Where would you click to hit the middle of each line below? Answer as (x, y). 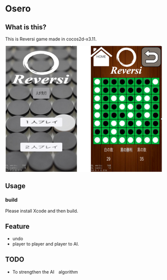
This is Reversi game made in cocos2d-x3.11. (51, 39)
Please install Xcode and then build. (42, 211)
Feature (17, 226)
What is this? (26, 27)
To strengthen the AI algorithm (45, 272)
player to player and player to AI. (46, 244)
